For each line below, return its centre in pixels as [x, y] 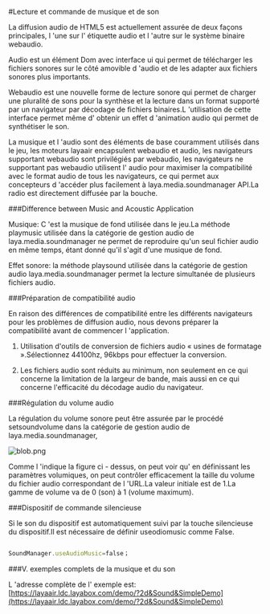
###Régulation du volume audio [61, 403]
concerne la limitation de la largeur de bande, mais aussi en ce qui [129, 379]
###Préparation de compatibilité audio [72, 298]
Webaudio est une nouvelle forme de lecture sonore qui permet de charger [132, 92]
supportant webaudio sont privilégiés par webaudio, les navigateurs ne [126, 159]
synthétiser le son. [39, 126]
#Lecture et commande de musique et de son [84, 12]
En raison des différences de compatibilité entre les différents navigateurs [131, 313]
